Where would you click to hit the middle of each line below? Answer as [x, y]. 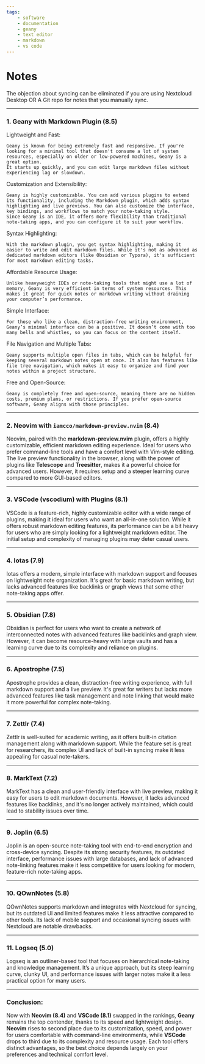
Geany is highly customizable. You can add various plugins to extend [98, 195]
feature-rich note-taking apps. [44, 872]
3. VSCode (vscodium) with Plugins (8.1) [67, 499]
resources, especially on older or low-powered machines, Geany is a [97, 157]
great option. [24, 162]
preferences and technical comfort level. [57, 1055]
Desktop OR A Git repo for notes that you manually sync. [77, 100]
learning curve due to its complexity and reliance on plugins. [82, 648]
